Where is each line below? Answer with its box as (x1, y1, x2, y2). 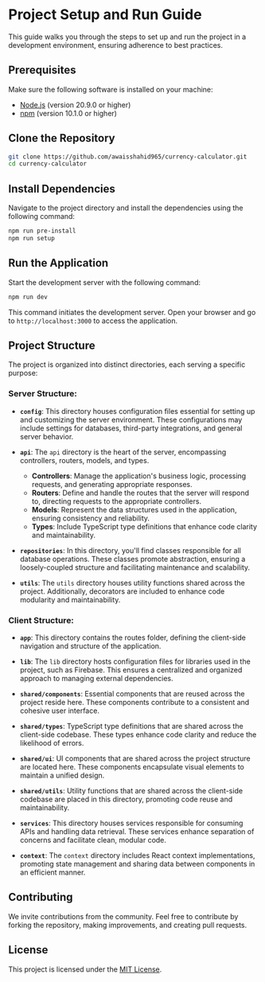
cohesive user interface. (19, 706, 99, 715)
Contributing (8, 890, 73, 904)
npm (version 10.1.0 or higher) (19, 108, 118, 118)
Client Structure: (8, 614, 74, 625)
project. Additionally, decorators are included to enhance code (19, 586, 225, 596)
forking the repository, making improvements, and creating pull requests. (8, 920, 247, 929)
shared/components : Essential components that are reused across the (19, 688, 245, 698)
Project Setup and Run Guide (8, 6, 202, 24)
